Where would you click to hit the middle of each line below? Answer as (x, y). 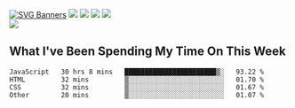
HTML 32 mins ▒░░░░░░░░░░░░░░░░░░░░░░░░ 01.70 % (137, 80)
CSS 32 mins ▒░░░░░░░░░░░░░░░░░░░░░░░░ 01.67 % (137, 87)
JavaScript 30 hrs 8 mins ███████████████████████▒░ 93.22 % (137, 72)
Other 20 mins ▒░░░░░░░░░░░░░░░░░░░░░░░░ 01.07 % (137, 95)
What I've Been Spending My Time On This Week (147, 52)
